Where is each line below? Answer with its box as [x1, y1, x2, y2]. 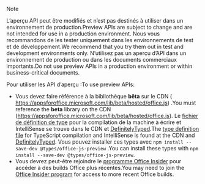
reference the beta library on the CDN [15, 106, 111, 112]
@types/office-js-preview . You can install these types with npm [40, 145, 199, 152]
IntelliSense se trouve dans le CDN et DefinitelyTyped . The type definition [15, 125, 199, 132]
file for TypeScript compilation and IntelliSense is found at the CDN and [15, 131, 195, 139]
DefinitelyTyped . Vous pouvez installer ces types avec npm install [15, 138, 184, 145]
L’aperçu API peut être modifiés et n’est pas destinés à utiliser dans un [6, 17, 184, 24]
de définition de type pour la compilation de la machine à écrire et [15, 119, 182, 126]
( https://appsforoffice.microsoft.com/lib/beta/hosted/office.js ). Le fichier [15, 112, 199, 119]
